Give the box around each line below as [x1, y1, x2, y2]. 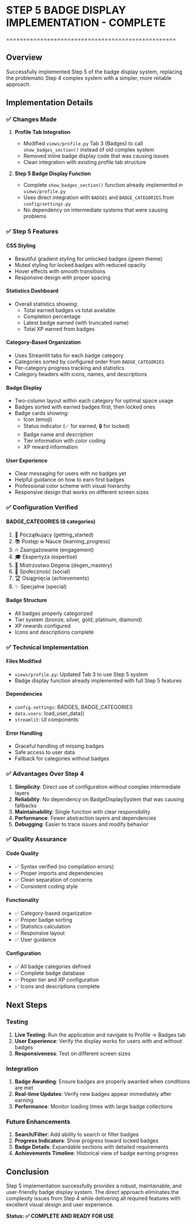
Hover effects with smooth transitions [14, 267, 106, 275]
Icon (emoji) [23, 416, 53, 423]
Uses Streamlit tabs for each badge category [14, 352, 124, 359]
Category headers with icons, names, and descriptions [14, 370, 147, 377]
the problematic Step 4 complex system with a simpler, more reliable [6, 74, 172, 81]
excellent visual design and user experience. [6, 1201, 114, 1208]
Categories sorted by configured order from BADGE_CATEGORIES [14, 358, 164, 365]
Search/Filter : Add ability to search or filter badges [14, 1131, 139, 1138]
